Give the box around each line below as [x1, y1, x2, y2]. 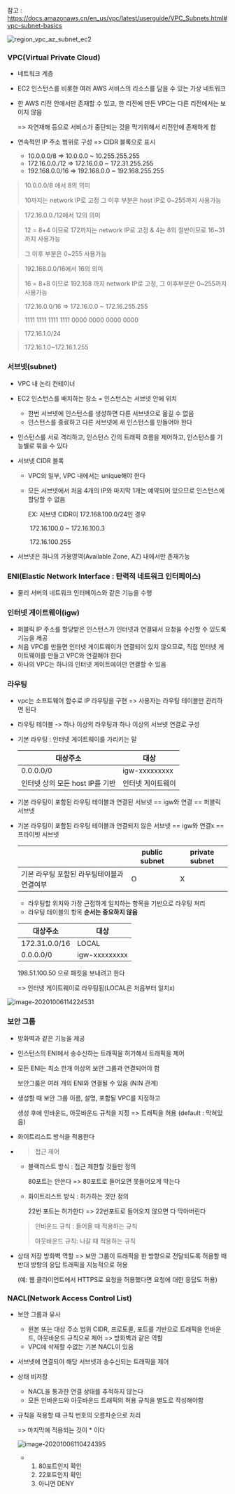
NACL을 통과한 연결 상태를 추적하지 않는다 [27, 1387, 144, 1396]
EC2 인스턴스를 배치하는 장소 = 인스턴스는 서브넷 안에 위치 [17, 394, 177, 402]
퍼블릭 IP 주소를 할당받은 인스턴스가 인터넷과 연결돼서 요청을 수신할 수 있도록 [17, 625, 227, 634]
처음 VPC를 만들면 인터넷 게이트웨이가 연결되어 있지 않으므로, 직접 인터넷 [17, 643, 217, 651]
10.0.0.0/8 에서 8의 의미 [24, 181, 91, 189]
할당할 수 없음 [27, 495, 66, 503]
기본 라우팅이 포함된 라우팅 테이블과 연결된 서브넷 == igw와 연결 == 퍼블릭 [17, 798, 222, 806]
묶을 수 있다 [36, 441, 69, 450]
